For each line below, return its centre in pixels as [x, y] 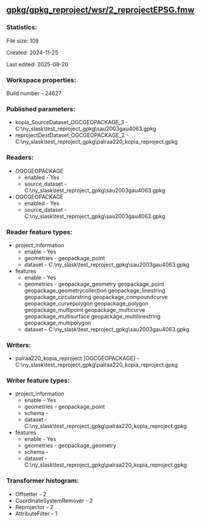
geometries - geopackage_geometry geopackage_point [94, 284]
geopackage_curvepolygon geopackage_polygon [86, 303]
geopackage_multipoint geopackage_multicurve [85, 309]
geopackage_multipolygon [58, 323]
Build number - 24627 [34, 93]
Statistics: [22, 27]
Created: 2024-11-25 [32, 52]
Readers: [20, 158]
